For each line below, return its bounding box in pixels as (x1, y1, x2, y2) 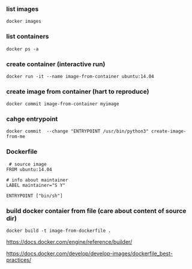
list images (6, 5, 39, 13)
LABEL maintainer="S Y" (6, 182, 66, 188)
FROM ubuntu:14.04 (6, 166, 52, 172)
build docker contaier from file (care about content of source (6, 207, 187, 215)
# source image (8, 161, 47, 167)
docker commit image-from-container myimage (6, 101, 119, 107)
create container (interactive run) (6, 59, 106, 68)
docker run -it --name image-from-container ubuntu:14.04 (6, 73, 154, 79)
